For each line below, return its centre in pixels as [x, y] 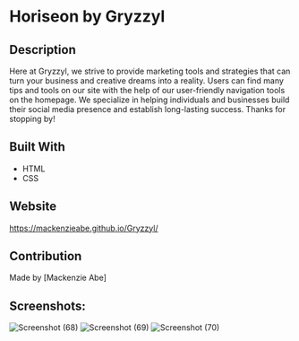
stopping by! [32, 119]
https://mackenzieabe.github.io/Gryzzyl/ [84, 228]
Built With [37, 147]
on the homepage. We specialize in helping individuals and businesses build [149, 100]
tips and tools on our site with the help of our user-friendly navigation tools [147, 90]
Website [33, 207]
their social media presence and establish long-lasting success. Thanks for [148, 109]
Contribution [46, 256]
